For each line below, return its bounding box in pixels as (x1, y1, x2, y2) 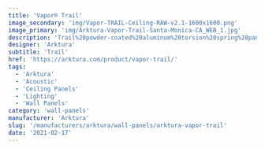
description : (8, 33, 51, 42)
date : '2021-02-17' (8, 129, 73, 136)
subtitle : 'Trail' (8, 48, 69, 56)
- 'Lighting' (15, 92, 58, 100)
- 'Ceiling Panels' (15, 84, 80, 93)
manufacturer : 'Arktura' (8, 114, 90, 122)
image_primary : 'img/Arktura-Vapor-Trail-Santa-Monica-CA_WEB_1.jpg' (8, 26, 242, 34)
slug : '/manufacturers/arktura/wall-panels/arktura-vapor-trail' (8, 121, 227, 129)
